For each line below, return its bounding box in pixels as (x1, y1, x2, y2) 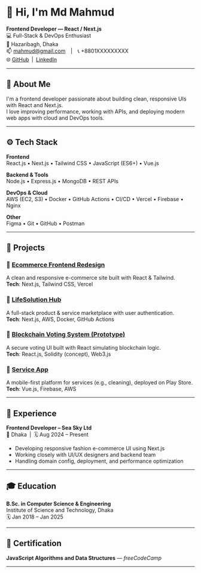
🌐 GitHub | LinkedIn (6, 56, 57, 63)
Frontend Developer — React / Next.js (6, 25, 102, 32)
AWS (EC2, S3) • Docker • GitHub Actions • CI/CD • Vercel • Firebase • (6, 195, 184, 202)
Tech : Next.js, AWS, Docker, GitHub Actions (6, 316, 115, 323)
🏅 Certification (6, 538, 62, 548)
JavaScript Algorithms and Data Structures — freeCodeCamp (6, 554, 162, 562)
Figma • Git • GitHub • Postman (6, 220, 85, 227)
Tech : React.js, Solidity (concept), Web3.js (6, 350, 111, 357)
